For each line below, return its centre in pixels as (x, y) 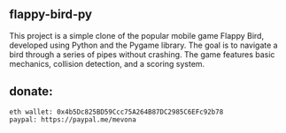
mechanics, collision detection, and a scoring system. (107, 63)
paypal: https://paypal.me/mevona (73, 119)
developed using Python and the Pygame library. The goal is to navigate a (143, 45)
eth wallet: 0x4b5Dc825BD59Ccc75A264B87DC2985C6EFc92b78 (116, 112)
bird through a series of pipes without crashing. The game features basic (142, 54)
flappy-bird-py (51, 15)
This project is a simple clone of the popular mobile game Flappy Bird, (136, 35)
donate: (31, 92)
